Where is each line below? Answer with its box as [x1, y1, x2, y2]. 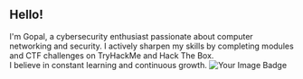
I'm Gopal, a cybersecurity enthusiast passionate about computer [9, 31, 253, 41]
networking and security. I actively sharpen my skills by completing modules [9, 40, 294, 51]
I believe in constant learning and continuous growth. [9, 59, 208, 70]
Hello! [9, 7, 43, 22]
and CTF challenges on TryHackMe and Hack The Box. [9, 49, 214, 61]
